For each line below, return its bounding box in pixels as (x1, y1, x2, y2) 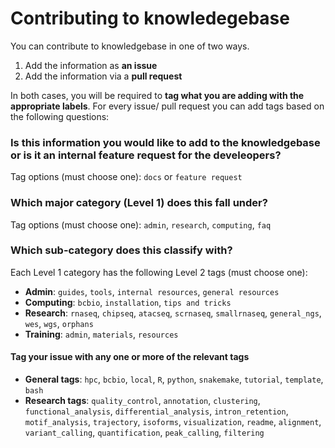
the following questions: (10, 110, 110, 122)
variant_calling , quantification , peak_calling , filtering (24, 427, 265, 439)
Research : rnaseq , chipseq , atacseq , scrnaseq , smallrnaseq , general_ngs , (24, 307, 322, 319)
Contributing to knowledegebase (10, 7, 290, 30)
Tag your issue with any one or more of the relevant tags (10, 351, 250, 363)
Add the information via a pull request (24, 70, 183, 82)
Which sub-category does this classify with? (10, 243, 233, 257)
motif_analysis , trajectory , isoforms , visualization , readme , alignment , (24, 416, 322, 428)
